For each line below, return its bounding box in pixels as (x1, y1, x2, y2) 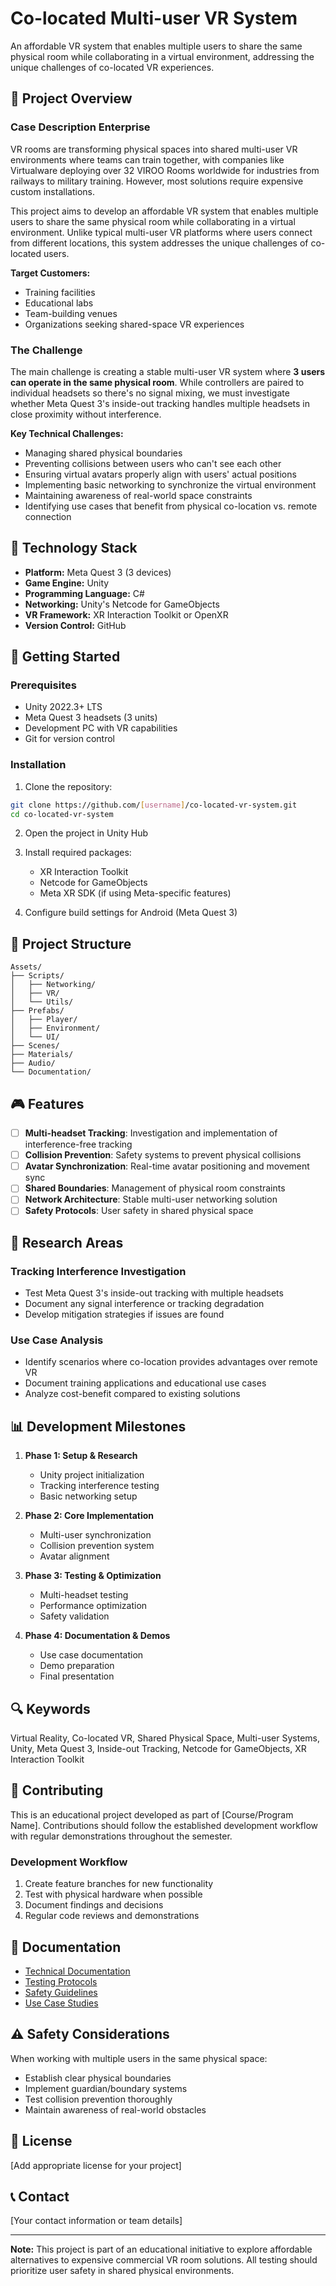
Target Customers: (10, 267, 91, 279)
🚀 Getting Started (10, 648, 121, 666)
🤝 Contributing (10, 1782, 104, 1799)
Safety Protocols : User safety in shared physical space (24, 1205, 254, 1217)
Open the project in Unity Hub (24, 827, 149, 839)
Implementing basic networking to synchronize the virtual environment (24, 478, 317, 491)
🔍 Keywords (10, 1700, 91, 1717)
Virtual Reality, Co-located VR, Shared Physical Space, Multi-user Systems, (10, 1732, 321, 1744)
